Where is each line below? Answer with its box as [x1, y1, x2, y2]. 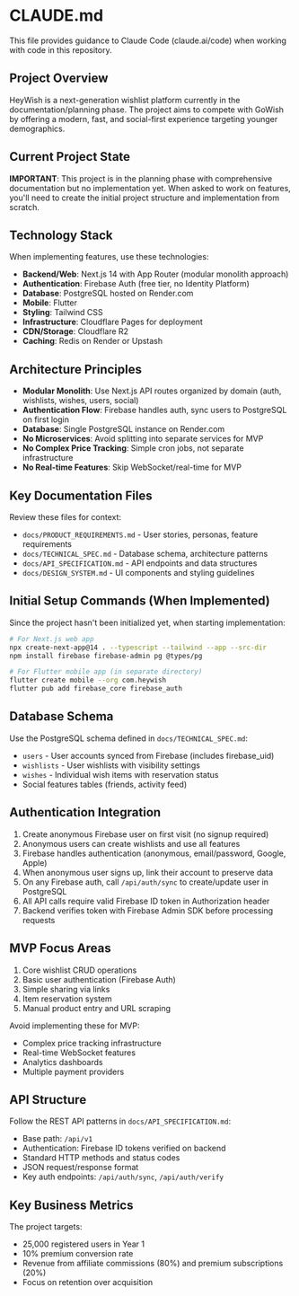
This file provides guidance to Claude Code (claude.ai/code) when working [9, 35, 287, 46]
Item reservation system [22, 993, 112, 1004]
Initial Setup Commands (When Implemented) [9, 594, 271, 609]
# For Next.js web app [9, 634, 94, 643]
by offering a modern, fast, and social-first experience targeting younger [9, 113, 278, 124]
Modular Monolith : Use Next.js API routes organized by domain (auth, [22, 385, 282, 396]
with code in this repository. [9, 44, 112, 55]
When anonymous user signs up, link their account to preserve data [22, 867, 274, 877]
